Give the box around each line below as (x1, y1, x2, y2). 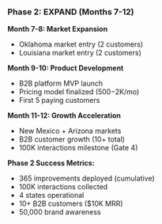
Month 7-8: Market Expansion (7, 25, 108, 34)
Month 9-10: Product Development (7, 63, 124, 73)
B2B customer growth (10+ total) (18, 135, 126, 144)
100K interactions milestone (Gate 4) (18, 143, 138, 153)
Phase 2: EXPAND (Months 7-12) (7, 6, 134, 17)
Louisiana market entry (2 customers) (18, 48, 141, 58)
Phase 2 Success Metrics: (7, 158, 96, 168)
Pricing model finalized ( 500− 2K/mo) (18, 87, 140, 97)
